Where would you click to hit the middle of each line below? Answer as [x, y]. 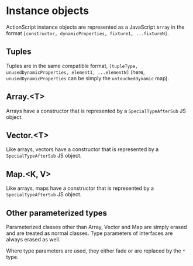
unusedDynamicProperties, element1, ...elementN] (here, [75, 72]
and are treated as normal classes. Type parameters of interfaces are [89, 233]
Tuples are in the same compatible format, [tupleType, [72, 66]
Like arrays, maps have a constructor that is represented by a [80, 188]
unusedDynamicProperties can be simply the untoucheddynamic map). [88, 78]
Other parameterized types [56, 213]
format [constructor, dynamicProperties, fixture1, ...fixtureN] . [88, 33]
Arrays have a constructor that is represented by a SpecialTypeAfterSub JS [96, 111]
